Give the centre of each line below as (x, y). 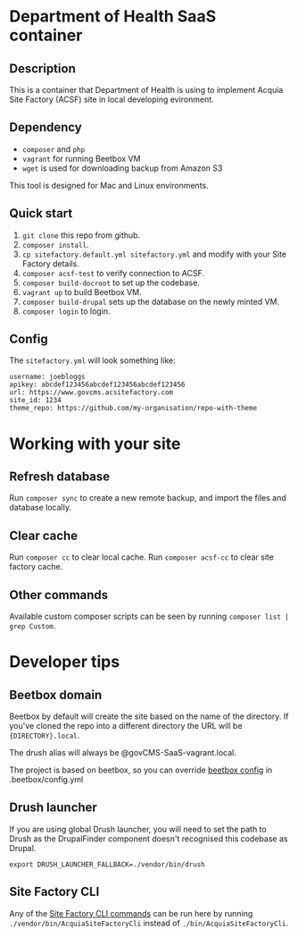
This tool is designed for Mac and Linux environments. (109, 185)
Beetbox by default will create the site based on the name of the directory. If (149, 716)
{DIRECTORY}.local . (45, 736)
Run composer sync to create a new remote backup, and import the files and (148, 498)
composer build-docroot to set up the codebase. (111, 283)
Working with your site (95, 443)
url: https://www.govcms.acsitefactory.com (91, 393)
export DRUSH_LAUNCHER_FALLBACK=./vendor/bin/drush (107, 865)
